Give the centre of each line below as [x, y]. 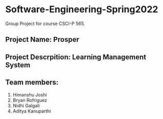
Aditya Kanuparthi [32, 111]
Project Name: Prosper [42, 40]
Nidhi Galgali [26, 105]
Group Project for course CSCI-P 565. [45, 23]
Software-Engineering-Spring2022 [82, 9]
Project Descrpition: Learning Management [76, 57]
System [18, 65]
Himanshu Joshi [30, 94]
